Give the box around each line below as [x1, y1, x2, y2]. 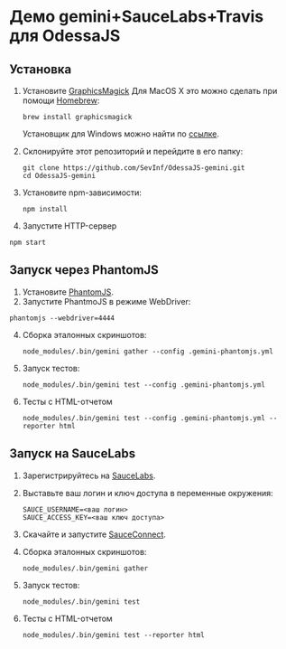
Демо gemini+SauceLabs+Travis [9, 6, 264, 27]
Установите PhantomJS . [22, 287, 115, 297]
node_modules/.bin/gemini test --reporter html [22, 630, 205, 639]
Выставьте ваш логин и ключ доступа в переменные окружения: [22, 487, 273, 498]
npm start [9, 238, 47, 247]
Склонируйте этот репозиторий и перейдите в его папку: [22, 146, 244, 156]
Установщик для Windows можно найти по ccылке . [22, 128, 219, 139]
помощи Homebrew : [22, 95, 100, 106]
